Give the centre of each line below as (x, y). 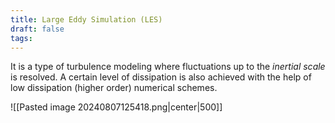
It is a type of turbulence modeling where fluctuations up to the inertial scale (168, 67)
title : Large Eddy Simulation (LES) (86, 19)
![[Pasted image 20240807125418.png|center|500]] (116, 107)
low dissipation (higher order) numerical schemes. (114, 88)
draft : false (37, 29)
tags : (21, 38)
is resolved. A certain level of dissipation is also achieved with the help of (161, 77)
